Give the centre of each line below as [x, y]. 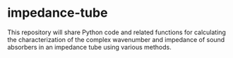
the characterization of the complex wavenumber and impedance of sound [116, 39]
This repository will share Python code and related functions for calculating [116, 32]
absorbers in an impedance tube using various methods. [89, 47]
